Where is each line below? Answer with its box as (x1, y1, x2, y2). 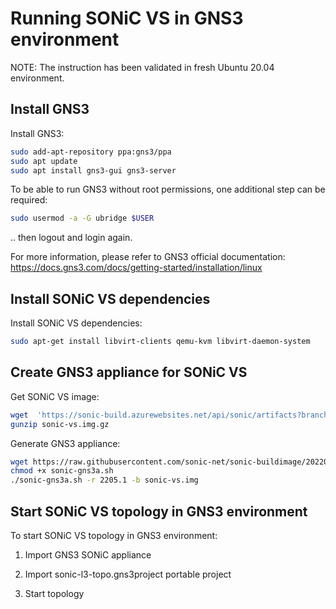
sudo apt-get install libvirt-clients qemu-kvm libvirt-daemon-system (10, 337, 311, 347)
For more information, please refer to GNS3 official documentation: (10, 251, 286, 263)
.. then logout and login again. (10, 232, 133, 244)
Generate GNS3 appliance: (10, 437, 121, 449)
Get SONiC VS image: (10, 390, 100, 402)
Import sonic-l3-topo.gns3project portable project (24, 568, 232, 580)
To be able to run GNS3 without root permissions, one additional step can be (10, 183, 326, 196)
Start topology (24, 587, 85, 599)
